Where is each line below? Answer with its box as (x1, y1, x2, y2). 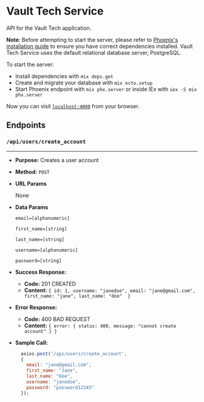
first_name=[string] (15, 226, 67, 232)
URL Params (15, 180, 47, 187)
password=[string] (15, 257, 62, 264)
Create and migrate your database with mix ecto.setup (15, 79, 153, 86)
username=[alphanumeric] (15, 247, 78, 253)
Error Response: (15, 304, 58, 311)
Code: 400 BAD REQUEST (24, 315, 90, 322)
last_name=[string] (15, 236, 65, 242)
